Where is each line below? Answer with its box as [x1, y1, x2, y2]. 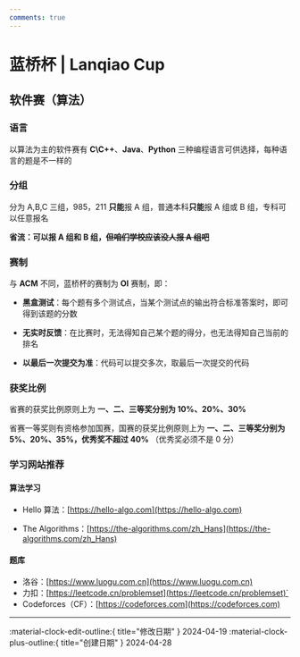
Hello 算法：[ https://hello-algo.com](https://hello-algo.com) [21, 504, 243, 515]
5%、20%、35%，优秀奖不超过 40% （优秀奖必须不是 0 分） [9, 434, 239, 445]
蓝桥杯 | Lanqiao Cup [9, 55, 165, 74]
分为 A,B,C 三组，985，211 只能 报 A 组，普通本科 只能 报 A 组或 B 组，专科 [9, 201, 279, 212]
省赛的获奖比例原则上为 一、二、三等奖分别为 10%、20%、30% [9, 404, 247, 415]
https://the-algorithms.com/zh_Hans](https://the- [88, 523, 271, 534]
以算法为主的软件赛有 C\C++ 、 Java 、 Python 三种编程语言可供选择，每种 [9, 144, 279, 155]
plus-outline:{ [9, 636, 60, 648]
